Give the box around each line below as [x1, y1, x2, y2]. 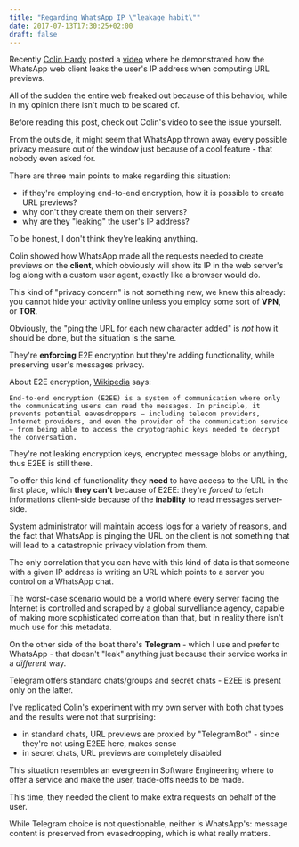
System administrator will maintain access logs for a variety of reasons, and [9, 521, 287, 531]
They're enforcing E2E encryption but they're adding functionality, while [9, 349, 275, 361]
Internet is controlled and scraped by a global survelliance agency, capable [9, 603, 285, 613]
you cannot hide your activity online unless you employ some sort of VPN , [9, 296, 282, 308]
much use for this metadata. [9, 621, 113, 633]
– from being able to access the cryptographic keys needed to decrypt [9, 425, 280, 434]
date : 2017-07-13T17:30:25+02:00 [9, 21, 133, 30]
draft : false [9, 29, 58, 38]
